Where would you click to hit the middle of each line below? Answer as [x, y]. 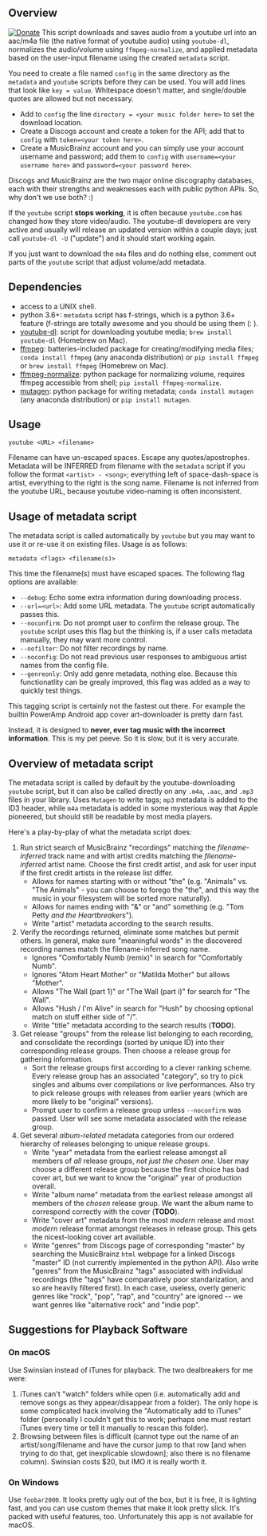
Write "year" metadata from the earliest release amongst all [129, 1153]
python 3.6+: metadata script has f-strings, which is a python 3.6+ [128, 315]
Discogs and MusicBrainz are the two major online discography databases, [131, 180]
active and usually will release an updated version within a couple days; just [133, 230]
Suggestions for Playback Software [98, 1330]
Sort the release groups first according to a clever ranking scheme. [142, 1068]
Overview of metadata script [81, 763]
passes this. [39, 615]
